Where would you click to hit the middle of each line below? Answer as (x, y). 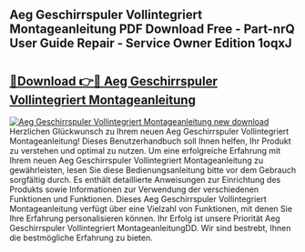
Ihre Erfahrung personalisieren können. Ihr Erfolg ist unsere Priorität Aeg (145, 218)
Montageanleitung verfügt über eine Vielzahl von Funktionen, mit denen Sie (151, 209)
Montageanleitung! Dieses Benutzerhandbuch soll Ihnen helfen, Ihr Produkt (150, 141)
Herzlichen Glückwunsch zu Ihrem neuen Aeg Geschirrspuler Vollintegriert (149, 131)
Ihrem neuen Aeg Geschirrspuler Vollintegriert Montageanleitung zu (137, 160)
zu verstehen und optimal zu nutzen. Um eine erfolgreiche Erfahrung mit (145, 151)
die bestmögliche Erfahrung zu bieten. (81, 237)
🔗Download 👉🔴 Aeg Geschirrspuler (114, 81)
